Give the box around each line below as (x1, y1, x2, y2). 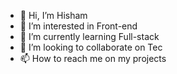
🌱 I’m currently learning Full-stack (19, 31, 160, 42)
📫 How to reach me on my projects (19, 53, 167, 64)
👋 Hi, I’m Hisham (19, 10, 88, 21)
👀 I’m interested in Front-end (19, 20, 138, 32)
